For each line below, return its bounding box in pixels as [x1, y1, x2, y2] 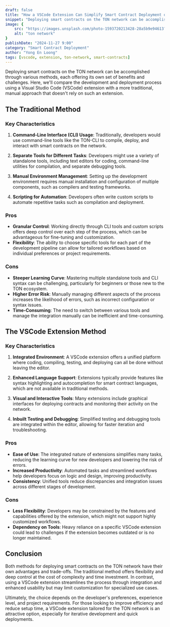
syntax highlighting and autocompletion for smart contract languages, [12, 380, 158, 386]
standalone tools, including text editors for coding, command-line [12, 158, 149, 164]
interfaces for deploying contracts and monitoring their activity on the [12, 401, 158, 407]
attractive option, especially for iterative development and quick [5, 611, 138, 617]
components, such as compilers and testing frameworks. [12, 184, 132, 190]
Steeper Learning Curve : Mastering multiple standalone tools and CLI [12, 275, 158, 281]
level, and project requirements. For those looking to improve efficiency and [5, 600, 163, 606]
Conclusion [5, 550, 42, 558]
